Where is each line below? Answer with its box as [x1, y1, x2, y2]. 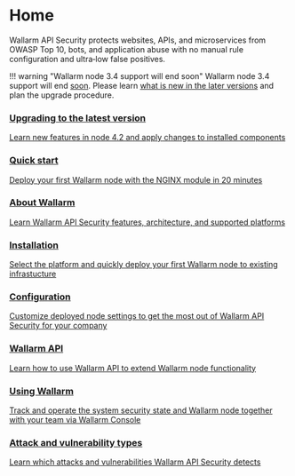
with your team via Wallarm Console [9, 415, 141, 425]
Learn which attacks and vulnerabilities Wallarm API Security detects [9, 456, 261, 467]
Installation [9, 239, 60, 251]
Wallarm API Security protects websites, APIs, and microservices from [9, 35, 267, 45]
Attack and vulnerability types [9, 436, 143, 448]
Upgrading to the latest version [9, 112, 147, 124]
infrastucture [9, 268, 57, 280]
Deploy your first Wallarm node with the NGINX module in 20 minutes [9, 174, 263, 185]
